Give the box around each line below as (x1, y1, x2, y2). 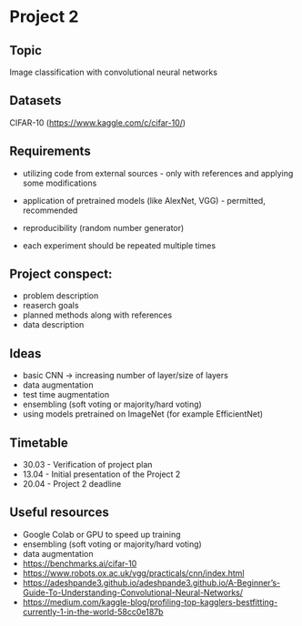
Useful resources (9, 505, 109, 520)
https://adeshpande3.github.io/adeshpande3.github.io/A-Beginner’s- (22, 577, 281, 588)
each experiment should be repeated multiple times (22, 239, 216, 251)
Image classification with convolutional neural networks (9, 66, 218, 77)
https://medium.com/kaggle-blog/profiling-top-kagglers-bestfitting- (22, 596, 278, 607)
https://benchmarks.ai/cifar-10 (22, 558, 137, 569)
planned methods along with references (22, 309, 173, 320)
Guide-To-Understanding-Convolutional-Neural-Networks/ (22, 587, 244, 598)
